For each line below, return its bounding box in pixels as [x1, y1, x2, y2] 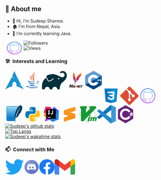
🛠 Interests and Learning [5, 57, 68, 64]
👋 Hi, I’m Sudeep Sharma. [12, 18, 64, 24]
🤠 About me [5, 5, 42, 13]
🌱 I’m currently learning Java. [12, 30, 72, 36]
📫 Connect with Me [5, 146, 55, 153]
